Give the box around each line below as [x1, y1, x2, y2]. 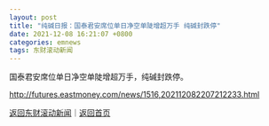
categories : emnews [9, 37, 82, 47]
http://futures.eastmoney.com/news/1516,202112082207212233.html [9, 90, 260, 100]
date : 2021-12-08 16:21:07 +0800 [9, 29, 133, 38]
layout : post [9, 12, 58, 22]
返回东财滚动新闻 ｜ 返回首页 [9, 107, 111, 118]
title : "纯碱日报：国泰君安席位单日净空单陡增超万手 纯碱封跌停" [9, 21, 221, 30]
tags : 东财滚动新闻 [9, 46, 74, 55]
